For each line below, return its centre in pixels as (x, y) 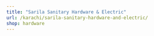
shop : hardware (26, 23)
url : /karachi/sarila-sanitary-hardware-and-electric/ (77, 18)
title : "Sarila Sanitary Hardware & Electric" (66, 12)
